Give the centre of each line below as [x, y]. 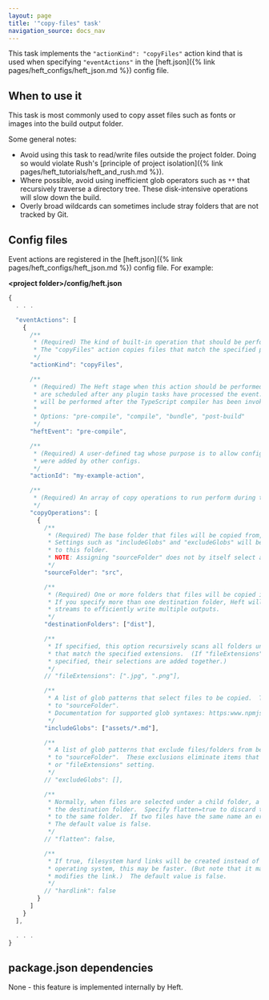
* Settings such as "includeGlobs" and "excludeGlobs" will [150, 543]
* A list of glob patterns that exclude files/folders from [150, 750]
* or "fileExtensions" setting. [102, 765]
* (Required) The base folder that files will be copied [145, 535]
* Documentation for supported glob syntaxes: [126, 713]
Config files [38, 240]
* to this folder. [78, 550]
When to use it [45, 96]
